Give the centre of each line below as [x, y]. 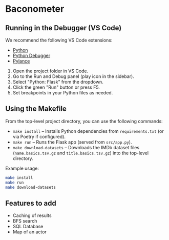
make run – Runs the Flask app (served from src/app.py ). [72, 142]
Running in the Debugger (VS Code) [64, 28]
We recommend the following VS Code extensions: [59, 40]
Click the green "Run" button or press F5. [56, 87]
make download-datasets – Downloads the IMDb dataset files [76, 147]
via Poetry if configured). [39, 136]
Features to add [31, 203]
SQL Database [28, 227]
